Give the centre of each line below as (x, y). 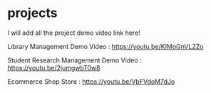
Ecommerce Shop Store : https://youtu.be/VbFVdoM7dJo (91, 81)
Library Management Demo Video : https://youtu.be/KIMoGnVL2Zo (105, 46)
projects (33, 13)
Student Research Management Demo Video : (74, 60)
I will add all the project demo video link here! (74, 33)
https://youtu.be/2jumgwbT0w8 (54, 67)
